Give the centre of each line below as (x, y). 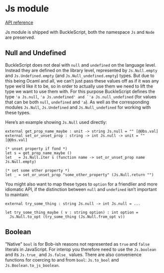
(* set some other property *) (37, 170)
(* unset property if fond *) (36, 149)
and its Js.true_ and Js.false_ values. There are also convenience (73, 255)
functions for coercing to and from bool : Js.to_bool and (62, 260)
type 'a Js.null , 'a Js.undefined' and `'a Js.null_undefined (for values (81, 96)
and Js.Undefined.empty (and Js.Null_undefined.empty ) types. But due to (80, 76)
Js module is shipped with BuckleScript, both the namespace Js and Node (80, 32)
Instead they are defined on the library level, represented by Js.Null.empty (81, 70)
